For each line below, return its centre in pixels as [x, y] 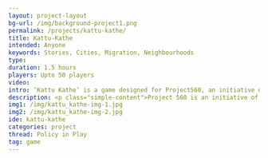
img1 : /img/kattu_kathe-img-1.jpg [66, 105]
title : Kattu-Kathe [41, 38]
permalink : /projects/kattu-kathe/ [67, 30]
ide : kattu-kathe [37, 120]
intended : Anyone [37, 45]
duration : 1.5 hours [43, 68]
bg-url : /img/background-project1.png [73, 23]
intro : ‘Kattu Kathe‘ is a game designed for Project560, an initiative [132, 90]
